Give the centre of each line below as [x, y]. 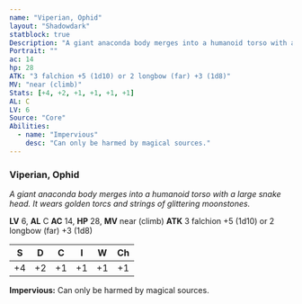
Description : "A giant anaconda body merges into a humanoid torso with [148, 43]
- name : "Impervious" [58, 135]
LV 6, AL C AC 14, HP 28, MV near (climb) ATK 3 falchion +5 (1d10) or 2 [142, 221]
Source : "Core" [38, 118]
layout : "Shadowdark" [50, 26]
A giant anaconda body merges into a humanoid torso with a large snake [145, 194]
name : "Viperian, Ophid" [56, 18]
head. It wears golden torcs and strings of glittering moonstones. [130, 204]
